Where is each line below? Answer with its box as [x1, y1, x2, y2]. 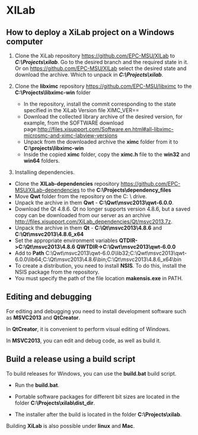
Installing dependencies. [14, 169, 75, 176]
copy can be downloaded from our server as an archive [14, 212, 151, 218]
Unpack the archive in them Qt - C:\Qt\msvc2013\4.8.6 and [14, 224, 162, 231]
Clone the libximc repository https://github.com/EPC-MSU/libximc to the [14, 82, 192, 90]
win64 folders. [23, 157, 60, 164]
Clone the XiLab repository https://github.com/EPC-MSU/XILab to [14, 52, 175, 59]
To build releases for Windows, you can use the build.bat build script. [6, 370, 177, 377]
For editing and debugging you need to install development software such [6, 307, 187, 315]
